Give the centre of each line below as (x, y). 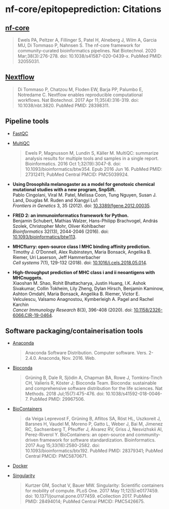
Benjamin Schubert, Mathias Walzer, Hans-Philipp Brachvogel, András (85, 221)
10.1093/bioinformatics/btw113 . (44, 237)
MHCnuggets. (27, 278)
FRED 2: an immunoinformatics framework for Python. (71, 215)
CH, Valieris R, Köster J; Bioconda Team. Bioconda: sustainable (91, 383)
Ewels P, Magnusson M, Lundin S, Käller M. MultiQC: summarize (92, 153)
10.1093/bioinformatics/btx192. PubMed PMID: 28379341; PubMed (94, 451)
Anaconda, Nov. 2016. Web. (67, 358)
